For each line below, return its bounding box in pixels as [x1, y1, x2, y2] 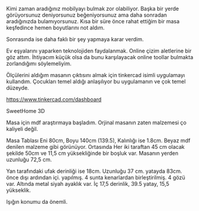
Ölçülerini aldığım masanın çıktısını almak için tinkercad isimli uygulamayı [6, 72, 185, 78]
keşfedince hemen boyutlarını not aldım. [6, 24, 105, 31]
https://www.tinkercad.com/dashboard [6, 96, 102, 103]
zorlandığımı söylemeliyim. [6, 60, 72, 67]
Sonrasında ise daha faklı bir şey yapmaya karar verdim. [6, 36, 144, 42]
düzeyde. [6, 84, 29, 91]
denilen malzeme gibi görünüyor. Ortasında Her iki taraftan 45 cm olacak [6, 143, 185, 150]
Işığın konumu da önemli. [6, 198, 68, 205]
